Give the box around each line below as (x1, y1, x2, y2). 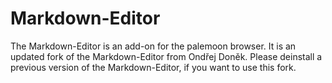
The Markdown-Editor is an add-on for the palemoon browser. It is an (10, 40, 297, 52)
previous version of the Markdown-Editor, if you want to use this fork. (10, 61, 297, 73)
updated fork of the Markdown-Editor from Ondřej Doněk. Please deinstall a (10, 50, 323, 62)
